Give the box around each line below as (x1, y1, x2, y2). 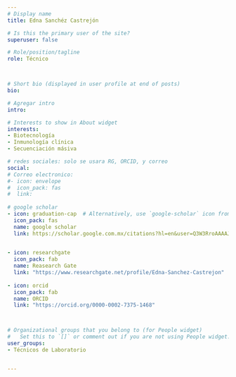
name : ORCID (13, 295, 49, 302)
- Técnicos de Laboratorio (7, 346, 86, 353)
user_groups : (7, 340, 46, 347)
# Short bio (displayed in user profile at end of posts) (7, 80, 181, 88)
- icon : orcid (7, 282, 49, 289)
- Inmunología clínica (7, 139, 74, 146)
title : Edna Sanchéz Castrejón (7, 17, 99, 24)
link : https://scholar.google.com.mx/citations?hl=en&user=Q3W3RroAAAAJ (13, 230, 231, 237)
